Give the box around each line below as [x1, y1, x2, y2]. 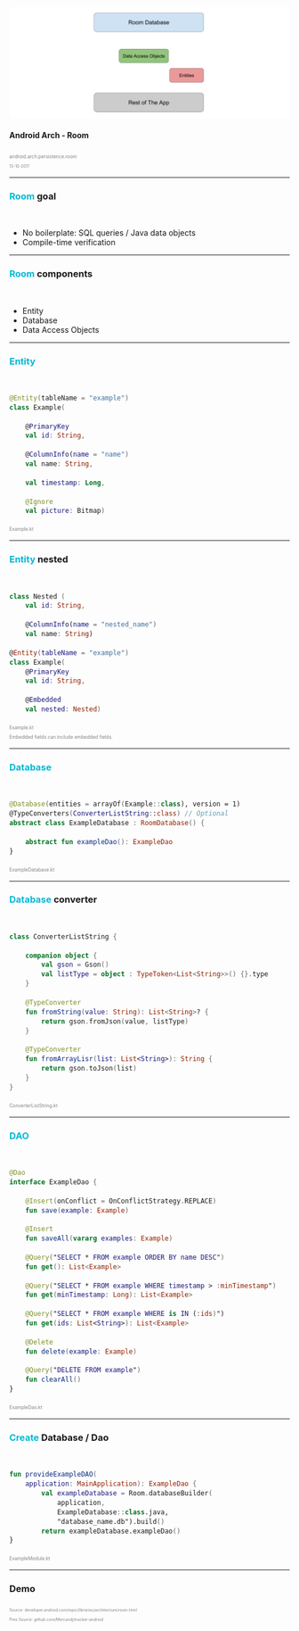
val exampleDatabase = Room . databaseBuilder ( [41, 1489, 214, 1498]
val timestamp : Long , [25, 478, 105, 487]
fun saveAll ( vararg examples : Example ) [25, 1234, 174, 1243]
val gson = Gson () [41, 960, 109, 970]
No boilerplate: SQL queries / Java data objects [21, 228, 196, 238]
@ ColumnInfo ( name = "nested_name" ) [25, 620, 158, 629]
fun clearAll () [25, 1375, 82, 1385]
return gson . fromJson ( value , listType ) [41, 1016, 190, 1026]
